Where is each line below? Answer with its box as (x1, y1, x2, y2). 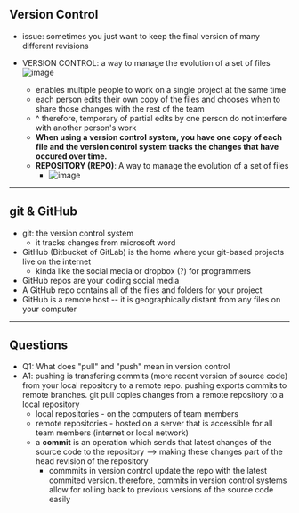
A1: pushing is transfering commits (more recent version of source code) (21, 370, 288, 382)
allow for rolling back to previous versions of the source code (48, 484, 274, 495)
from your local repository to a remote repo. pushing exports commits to (21, 380, 287, 391)
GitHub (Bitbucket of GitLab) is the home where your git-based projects (21, 246, 285, 257)
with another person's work (35, 122, 137, 133)
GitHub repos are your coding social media (21, 275, 180, 285)
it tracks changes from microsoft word (35, 236, 176, 248)
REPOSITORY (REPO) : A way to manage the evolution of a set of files (35, 160, 289, 170)
